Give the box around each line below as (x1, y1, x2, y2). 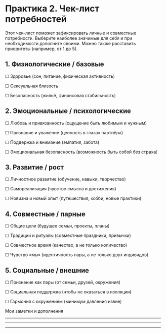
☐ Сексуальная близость (5, 83, 58, 89)
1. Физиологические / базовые (5, 60, 104, 68)
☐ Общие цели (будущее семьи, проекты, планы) (5, 223, 110, 229)
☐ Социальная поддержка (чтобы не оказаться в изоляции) (5, 289, 132, 295)
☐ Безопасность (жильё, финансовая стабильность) (5, 92, 116, 98)
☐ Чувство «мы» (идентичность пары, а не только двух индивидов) (5, 252, 149, 258)
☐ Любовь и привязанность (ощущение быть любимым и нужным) (5, 120, 147, 126)
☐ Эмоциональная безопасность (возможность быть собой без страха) (5, 149, 158, 155)
